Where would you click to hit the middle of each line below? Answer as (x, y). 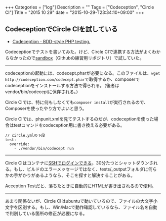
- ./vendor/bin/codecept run (44, 148)
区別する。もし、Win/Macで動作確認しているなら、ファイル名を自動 (88, 207)
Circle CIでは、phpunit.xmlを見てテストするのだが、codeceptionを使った (80, 119)
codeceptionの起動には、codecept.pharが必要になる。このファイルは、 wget (83, 73)
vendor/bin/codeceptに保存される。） (43, 92)
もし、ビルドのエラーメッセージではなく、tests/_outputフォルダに (81, 169)
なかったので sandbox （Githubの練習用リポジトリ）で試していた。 (77, 58)
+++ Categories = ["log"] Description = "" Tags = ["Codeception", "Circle (80, 7)
